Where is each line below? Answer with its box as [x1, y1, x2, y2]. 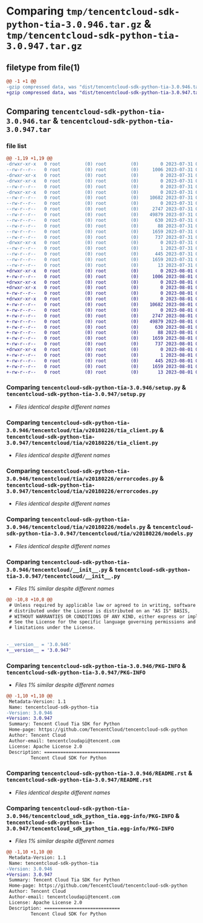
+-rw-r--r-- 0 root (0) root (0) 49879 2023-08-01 [6, 319, 193, 325]
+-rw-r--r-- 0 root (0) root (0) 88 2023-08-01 [6, 329, 193, 336]
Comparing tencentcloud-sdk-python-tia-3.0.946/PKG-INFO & [6, 661, 186, 670]
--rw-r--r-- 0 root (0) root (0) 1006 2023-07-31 [6, 167, 193, 173]
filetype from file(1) [6, 62, 80, 73]
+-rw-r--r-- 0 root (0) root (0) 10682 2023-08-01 [6, 302, 193, 308]
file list [6, 141, 27, 150]
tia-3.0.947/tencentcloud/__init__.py [6, 572, 121, 580]
